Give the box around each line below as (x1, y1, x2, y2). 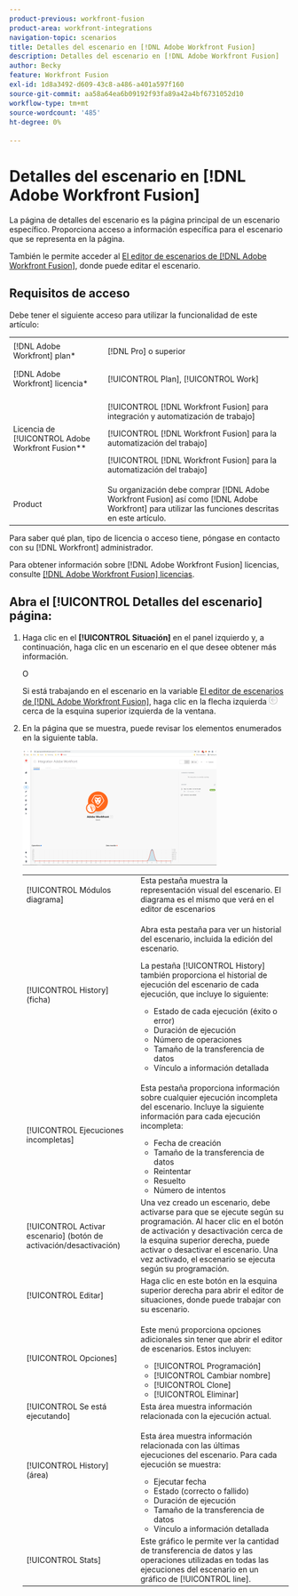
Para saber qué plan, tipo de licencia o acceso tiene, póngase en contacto (9, 532, 281, 543)
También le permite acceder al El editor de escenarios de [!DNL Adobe (9, 251, 268, 262)
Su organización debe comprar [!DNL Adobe (107, 485, 271, 496)
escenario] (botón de (26, 1230, 104, 1241)
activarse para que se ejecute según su (140, 1206, 284, 1218)
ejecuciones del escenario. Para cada (140, 1450, 278, 1461)
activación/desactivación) (26, 1239, 122, 1250)
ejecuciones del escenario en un (140, 1564, 259, 1575)
